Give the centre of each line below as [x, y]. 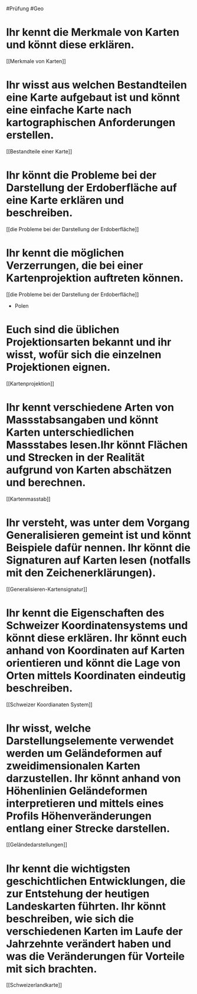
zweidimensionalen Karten [73, 766]
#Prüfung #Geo [25, 9]
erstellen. [30, 135]
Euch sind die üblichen [63, 329]
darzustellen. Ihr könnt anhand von [93, 778]
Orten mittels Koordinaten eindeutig [96, 675]
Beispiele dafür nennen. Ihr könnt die [98, 547]
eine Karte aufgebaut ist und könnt [93, 98]
